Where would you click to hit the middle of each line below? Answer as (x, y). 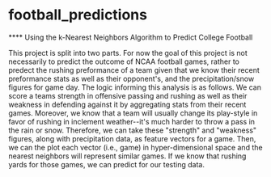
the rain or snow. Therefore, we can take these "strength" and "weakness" (133, 130)
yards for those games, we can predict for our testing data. (106, 164)
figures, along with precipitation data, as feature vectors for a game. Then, (132, 138)
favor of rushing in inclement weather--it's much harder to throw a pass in (132, 121)
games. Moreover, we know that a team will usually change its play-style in (133, 113)
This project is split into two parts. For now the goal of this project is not (128, 53)
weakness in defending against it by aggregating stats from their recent (127, 104)
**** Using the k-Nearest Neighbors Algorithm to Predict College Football (131, 37)
